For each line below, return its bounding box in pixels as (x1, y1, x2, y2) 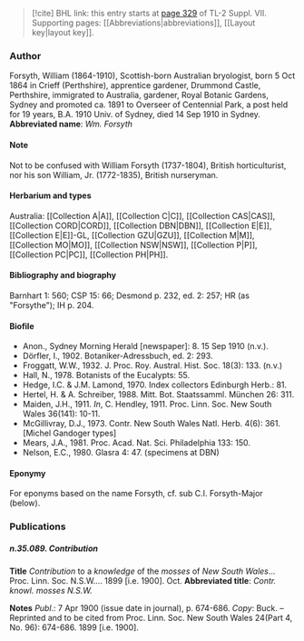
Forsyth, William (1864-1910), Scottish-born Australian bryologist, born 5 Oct (9, 70, 296, 81)
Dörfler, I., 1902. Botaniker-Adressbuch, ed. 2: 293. (22, 350, 213, 362)
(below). (9, 497, 41, 508)
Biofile (9, 320, 34, 331)
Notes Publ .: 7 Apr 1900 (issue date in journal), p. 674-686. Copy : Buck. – (9, 603, 284, 614)
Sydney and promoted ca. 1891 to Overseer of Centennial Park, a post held (9, 99, 289, 110)
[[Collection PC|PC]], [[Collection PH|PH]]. (9, 249, 169, 260)
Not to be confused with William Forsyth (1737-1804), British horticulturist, (9, 159, 287, 171)
